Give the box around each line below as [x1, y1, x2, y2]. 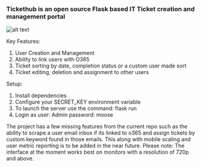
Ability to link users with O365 [14, 56, 90, 63]
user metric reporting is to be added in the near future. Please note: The [6, 142, 185, 150]
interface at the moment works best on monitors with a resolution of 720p [6, 148, 190, 156]
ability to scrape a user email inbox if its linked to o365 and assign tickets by [6, 129, 196, 137]
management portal [6, 12, 66, 20]
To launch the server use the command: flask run [14, 105, 137, 112]
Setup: [6, 80, 23, 87]
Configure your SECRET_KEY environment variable [14, 98, 141, 106]
